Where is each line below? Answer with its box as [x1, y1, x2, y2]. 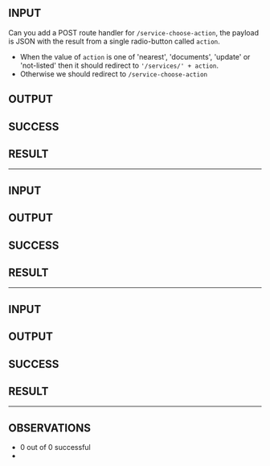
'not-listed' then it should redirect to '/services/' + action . [19, 60, 219, 70]
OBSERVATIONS [8, 421, 91, 435]
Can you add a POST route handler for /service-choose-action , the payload [8, 27, 260, 37]
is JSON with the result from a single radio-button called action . [8, 36, 221, 46]
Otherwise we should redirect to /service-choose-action [19, 68, 207, 79]
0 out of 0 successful [19, 443, 91, 452]
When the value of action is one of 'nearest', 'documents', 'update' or [19, 52, 251, 61]
